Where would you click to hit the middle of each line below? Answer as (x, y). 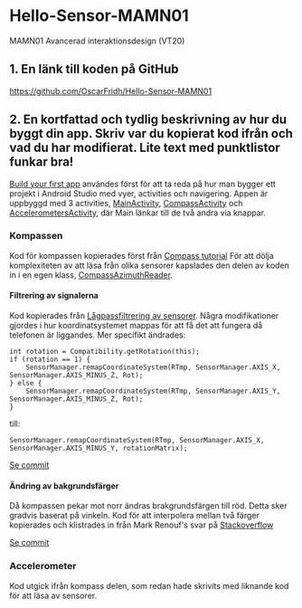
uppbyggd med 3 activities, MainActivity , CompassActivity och (126, 203)
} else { (26, 384)
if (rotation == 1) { (50, 360)
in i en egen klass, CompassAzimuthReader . (91, 275)
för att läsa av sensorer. (53, 595)
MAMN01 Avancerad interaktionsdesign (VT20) (97, 41)
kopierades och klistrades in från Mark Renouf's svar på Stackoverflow (142, 525)
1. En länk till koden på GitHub (94, 69)
